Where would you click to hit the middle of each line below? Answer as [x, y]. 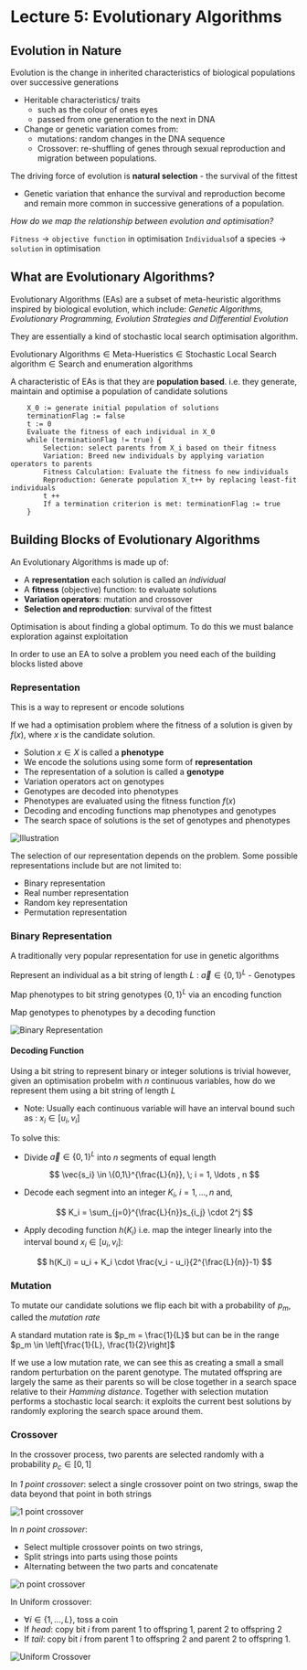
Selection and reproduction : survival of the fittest [118, 609]
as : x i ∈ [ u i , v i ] [52, 1119]
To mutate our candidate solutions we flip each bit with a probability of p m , [151, 1306]
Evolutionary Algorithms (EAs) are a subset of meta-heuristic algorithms [146, 299]
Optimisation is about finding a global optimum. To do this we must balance [152, 626]
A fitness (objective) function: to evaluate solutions [120, 589]
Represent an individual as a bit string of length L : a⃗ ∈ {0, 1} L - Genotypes [153, 974]
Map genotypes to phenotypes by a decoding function [113, 1012]
